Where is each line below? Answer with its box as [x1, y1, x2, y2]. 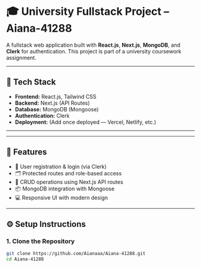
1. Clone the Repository [6, 237, 75, 245]
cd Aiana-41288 [6, 256, 44, 262]
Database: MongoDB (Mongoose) [14, 105, 99, 113]
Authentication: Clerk [14, 112, 70, 119]
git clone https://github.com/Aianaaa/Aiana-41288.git [6, 251, 146, 257]
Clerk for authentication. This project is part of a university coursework [6, 47, 181, 54]
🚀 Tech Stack [6, 77, 56, 87]
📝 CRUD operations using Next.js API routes [14, 178, 124, 186]
